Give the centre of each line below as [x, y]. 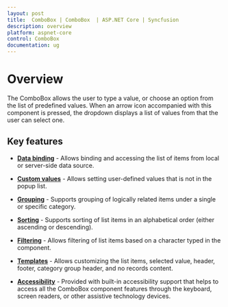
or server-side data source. [55, 165]
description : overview [39, 26]
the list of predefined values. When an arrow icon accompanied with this [110, 105]
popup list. [32, 186]
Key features [35, 142]
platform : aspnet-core [39, 33]
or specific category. [46, 206]
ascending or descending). [55, 227]
